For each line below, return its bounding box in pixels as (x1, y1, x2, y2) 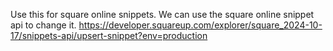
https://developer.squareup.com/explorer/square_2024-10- (78, 19, 323, 31)
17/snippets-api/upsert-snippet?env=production (10, 30, 208, 41)
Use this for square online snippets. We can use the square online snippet (10, 9, 315, 20)
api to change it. (10, 19, 77, 31)
